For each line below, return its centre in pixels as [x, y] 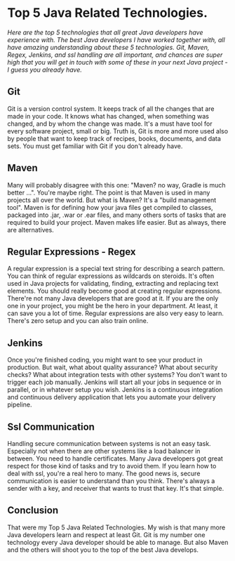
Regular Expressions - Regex [72, 252]
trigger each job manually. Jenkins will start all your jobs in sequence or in [114, 382]
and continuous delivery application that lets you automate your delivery [112, 397]
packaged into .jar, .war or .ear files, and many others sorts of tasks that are [117, 215]
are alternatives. [31, 230]
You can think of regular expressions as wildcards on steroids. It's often [111, 276]
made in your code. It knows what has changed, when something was [108, 116]
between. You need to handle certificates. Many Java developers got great [115, 458]
